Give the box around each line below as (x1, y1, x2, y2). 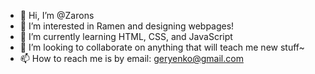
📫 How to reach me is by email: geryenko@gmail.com (19, 53, 244, 64)
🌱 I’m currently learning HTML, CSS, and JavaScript (19, 31, 233, 42)
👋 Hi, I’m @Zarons (19, 10, 95, 21)
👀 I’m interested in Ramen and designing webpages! (19, 20, 235, 32)
